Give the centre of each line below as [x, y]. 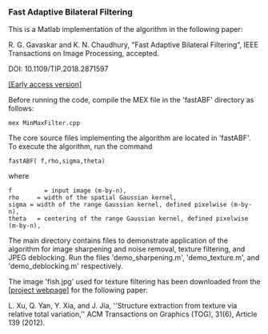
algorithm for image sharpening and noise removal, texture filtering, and [127, 249]
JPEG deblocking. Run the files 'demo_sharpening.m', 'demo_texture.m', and [134, 258]
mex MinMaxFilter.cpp [44, 123]
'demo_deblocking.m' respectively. [66, 266]
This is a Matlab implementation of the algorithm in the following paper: [126, 30]
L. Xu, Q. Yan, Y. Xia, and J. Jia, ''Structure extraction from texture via [123, 306]
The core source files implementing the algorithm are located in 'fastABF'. [130, 138]
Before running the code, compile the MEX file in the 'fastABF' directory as [131, 100]
